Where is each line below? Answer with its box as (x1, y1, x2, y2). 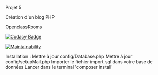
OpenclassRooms (5, 24, 42, 30)
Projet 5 (5, 5, 22, 10)
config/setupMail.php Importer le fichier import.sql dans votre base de (5, 59, 153, 65)
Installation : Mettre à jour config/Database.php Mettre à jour (5, 53, 133, 59)
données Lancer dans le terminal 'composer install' (5, 64, 113, 70)
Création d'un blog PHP (5, 14, 55, 20)
